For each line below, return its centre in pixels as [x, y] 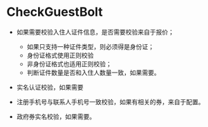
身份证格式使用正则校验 [60, 55]
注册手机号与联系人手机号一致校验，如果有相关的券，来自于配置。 [110, 101]
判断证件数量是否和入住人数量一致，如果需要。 [93, 72]
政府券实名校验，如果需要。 [56, 116]
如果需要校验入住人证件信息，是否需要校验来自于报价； [95, 32]
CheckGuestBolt [55, 12]
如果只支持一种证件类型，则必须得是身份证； [91, 46]
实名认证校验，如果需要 [50, 87]
